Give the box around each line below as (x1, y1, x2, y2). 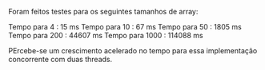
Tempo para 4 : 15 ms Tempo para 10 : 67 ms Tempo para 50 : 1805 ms (8, 22, 242, 31)
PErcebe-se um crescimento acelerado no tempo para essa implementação (8, 46, 258, 55)
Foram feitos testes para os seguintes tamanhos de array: (8, 7, 199, 16)
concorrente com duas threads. (8, 55, 113, 64)
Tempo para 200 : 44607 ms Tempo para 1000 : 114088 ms (8, 31, 203, 40)
